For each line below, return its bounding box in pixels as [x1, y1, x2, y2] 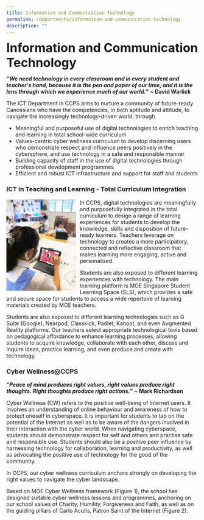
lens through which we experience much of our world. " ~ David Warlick [6, 88, 191, 96]
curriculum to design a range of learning [80, 212, 181, 219]
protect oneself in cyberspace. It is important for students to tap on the [6, 412, 185, 420]
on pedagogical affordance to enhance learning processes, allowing [6, 332, 177, 340]
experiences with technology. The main [80, 275, 178, 283]
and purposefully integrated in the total [80, 205, 178, 213]
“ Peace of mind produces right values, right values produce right [6, 381, 175, 388]
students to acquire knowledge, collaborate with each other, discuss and [6, 339, 189, 346]
